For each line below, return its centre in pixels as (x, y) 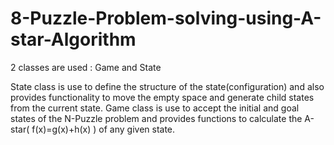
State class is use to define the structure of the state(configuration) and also (167, 86)
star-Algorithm (73, 39)
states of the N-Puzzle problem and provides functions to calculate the (156, 118)
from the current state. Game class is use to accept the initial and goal (155, 108)
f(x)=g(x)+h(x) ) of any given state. (103, 129)
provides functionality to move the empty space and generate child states (162, 97)
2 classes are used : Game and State (86, 67)
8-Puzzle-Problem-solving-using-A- (166, 18)
